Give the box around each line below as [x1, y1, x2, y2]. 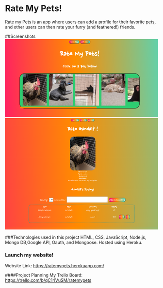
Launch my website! [5, 252, 54, 258]
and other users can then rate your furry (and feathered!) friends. [5, 24, 136, 30]
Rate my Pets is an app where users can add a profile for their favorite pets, [5, 19, 156, 25]
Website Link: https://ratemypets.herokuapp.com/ [5, 262, 104, 269]
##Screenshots [5, 33, 36, 39]
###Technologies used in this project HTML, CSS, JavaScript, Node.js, [5, 234, 147, 240]
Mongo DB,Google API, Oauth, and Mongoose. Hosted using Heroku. [5, 240, 143, 245]
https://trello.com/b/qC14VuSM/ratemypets [5, 277, 92, 283]
